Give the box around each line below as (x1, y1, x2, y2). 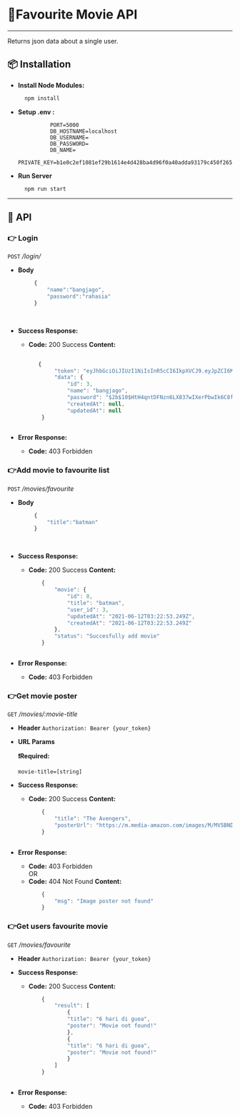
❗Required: (17, 752, 50, 760)
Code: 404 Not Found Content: (28, 877, 122, 885)
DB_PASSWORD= (49, 140, 89, 147)
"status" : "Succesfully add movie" (54, 633, 161, 640)
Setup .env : (17, 107, 55, 116)
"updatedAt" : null (66, 407, 122, 414)
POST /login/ (7, 252, 41, 261)
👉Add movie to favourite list (7, 466, 110, 476)
